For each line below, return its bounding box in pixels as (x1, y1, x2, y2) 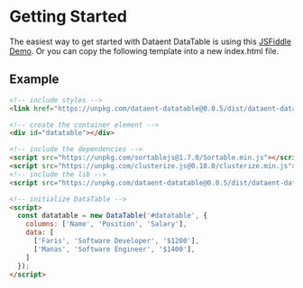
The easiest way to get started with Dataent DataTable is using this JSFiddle (9, 36, 291, 47)
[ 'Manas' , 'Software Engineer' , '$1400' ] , (32, 245, 196, 254)
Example (9, 72, 60, 87)
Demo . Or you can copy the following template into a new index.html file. (9, 45, 280, 56)
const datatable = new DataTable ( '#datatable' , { (17, 211, 207, 220)
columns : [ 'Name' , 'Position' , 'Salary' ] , (25, 220, 188, 229)
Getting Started (9, 6, 128, 27)
